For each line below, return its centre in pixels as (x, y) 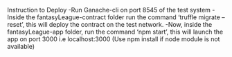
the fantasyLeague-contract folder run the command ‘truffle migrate (123, 17)
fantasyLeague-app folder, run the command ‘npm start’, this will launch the (115, 32)
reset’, (16, 24)
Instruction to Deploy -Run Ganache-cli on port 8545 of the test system (109, 10)
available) (21, 46)
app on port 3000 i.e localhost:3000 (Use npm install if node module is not (114, 39)
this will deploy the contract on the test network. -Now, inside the (119, 24)
